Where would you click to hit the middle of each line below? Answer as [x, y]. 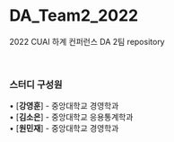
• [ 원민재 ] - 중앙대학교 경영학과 [64, 129]
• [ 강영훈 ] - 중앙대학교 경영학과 [64, 106]
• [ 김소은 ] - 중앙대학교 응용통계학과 [71, 117]
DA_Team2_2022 [74, 16]
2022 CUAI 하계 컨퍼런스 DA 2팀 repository [87, 41]
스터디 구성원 [36, 84]
